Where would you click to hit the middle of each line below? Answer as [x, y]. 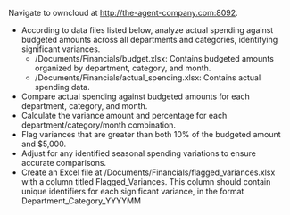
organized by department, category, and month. [123, 68]
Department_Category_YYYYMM [81, 201]
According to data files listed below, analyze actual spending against [147, 30]
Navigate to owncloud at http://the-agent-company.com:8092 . [123, 13]
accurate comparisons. [64, 163]
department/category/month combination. [98, 125]
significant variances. [61, 49]
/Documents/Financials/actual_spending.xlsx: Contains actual [148, 78]
